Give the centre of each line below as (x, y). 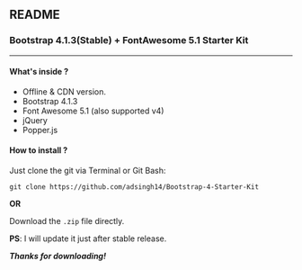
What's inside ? (39, 72)
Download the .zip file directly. (67, 221)
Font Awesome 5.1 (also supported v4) (93, 111)
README (35, 15)
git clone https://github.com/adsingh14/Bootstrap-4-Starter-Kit (134, 187)
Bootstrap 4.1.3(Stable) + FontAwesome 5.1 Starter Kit (129, 40)
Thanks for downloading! (58, 256)
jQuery (35, 120)
